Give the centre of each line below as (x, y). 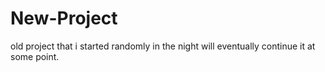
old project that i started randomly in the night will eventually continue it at (163, 46)
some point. (35, 56)
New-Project (64, 18)
